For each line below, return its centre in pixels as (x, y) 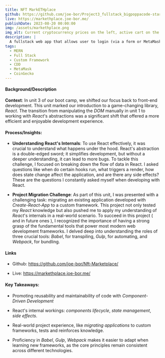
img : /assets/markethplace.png (37, 28)
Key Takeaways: (22, 285)
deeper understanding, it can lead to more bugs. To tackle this (75, 159)
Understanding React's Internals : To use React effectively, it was (79, 144)
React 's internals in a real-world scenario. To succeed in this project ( (82, 216)
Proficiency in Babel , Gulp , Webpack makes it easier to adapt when (80, 340)
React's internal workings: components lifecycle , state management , (82, 310)
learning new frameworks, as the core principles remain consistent (80, 345)
